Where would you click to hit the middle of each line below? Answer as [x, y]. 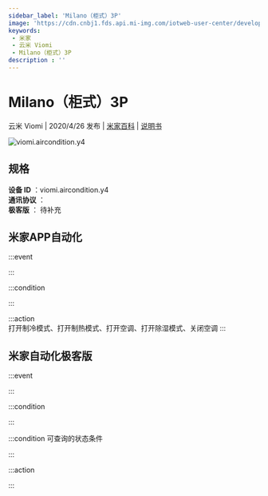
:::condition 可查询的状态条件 [56, 438]
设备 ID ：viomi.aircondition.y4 [59, 189]
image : [19, 23]
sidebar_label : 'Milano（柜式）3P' [65, 16]
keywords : [25, 30]
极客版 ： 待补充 [35, 209]
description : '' [37, 61]
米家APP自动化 [45, 238]
